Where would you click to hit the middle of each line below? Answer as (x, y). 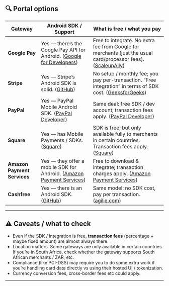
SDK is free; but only (117, 128)
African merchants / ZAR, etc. (43, 257)
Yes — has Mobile (62, 134)
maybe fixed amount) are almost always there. (61, 241)
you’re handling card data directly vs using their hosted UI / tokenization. (88, 268)
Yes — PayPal (57, 101)
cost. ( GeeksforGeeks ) (120, 92)
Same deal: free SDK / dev (124, 104)
